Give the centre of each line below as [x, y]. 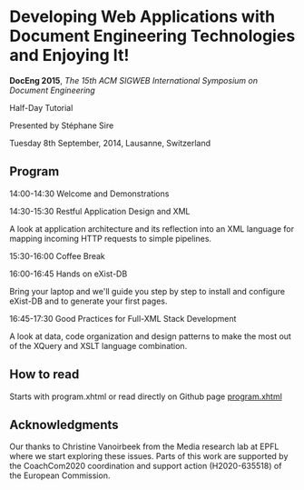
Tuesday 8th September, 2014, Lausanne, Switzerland [110, 143]
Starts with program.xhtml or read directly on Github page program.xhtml [146, 396]
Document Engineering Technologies [152, 36]
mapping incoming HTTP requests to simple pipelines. [110, 238]
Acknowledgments [64, 425]
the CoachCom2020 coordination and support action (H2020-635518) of [146, 466]
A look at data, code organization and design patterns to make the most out [151, 336]
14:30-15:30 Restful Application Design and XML [100, 211]
